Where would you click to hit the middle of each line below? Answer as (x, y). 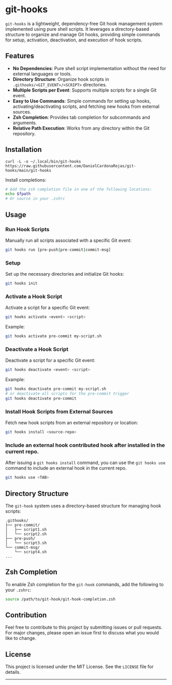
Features (20, 56)
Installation (24, 150)
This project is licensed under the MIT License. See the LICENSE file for (79, 667)
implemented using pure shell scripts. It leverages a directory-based (77, 29)
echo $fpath (18, 194)
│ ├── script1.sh (26, 529)
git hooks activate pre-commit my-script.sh (53, 336)
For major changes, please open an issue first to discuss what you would (82, 633)
